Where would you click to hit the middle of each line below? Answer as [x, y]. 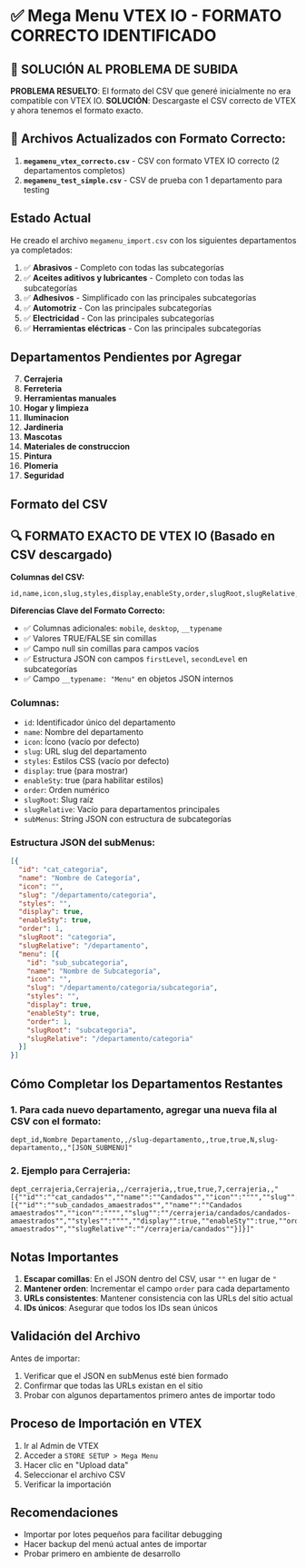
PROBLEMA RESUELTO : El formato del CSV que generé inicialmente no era [151, 91]
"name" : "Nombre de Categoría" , [80, 878]
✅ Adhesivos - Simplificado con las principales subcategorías [140, 297]
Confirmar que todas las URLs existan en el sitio [113, 1385]
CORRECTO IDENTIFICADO [114, 36]
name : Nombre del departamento [84, 731]
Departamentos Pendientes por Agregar [126, 357]
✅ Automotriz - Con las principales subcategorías [118, 308]
